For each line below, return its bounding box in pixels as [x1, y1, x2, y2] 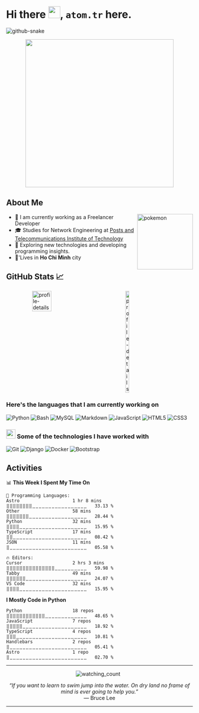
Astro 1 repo [6, 649, 89, 655]
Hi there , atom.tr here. [6, 8, 132, 21]
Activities [6, 463, 43, 473]
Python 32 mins [6, 518, 92, 524]
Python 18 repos [6, 608, 94, 614]
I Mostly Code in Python [6, 596, 66, 603]
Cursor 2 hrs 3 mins [6, 560, 105, 566]
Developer [14, 220, 40, 227]
